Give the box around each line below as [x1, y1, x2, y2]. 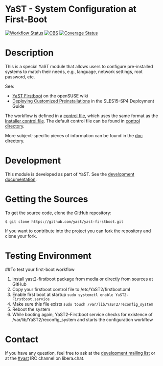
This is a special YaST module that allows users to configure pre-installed [5, 63, 153, 69]
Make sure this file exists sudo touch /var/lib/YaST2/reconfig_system [12, 301, 153, 307]
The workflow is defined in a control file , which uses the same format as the [5, 113, 158, 119]
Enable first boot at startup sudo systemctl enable [12, 292, 114, 297]
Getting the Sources [5, 194, 88, 204]
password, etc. [5, 73, 35, 79]
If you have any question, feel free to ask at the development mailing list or [5, 350, 156, 356]
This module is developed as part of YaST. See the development [5, 171, 135, 177]
